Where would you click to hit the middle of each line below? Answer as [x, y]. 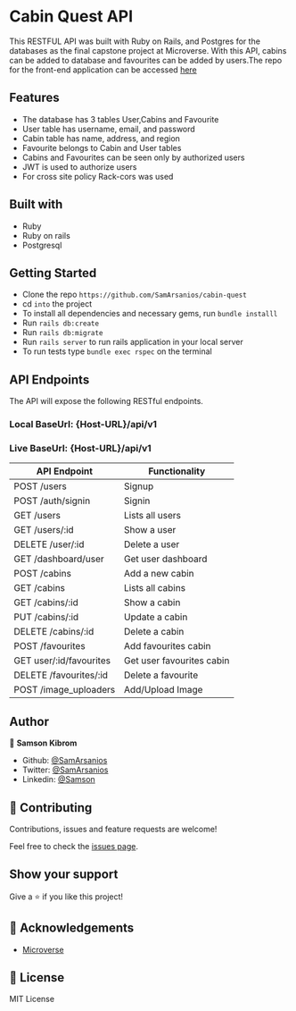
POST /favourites [50, 646]
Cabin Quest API [71, 17]
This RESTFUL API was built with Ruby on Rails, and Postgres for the [135, 41]
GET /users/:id [44, 530]
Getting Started [53, 273]
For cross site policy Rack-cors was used [98, 176]
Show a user [150, 530]
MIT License [32, 999]
